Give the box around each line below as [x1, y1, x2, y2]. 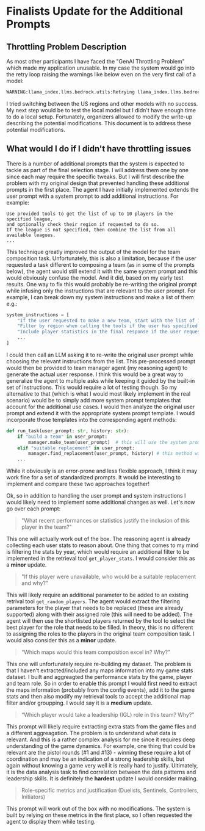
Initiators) [21, 793, 46, 800]
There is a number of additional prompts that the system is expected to [6, 160, 185, 167]
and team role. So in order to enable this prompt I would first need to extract [6, 680, 197, 688]
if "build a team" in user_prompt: [17, 434, 108, 440]
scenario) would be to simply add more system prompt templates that [6, 396, 181, 404]
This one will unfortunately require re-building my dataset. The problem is [6, 661, 192, 668]
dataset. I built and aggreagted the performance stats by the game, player [6, 673, 192, 681]
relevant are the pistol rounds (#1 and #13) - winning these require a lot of [6, 749, 191, 757]
